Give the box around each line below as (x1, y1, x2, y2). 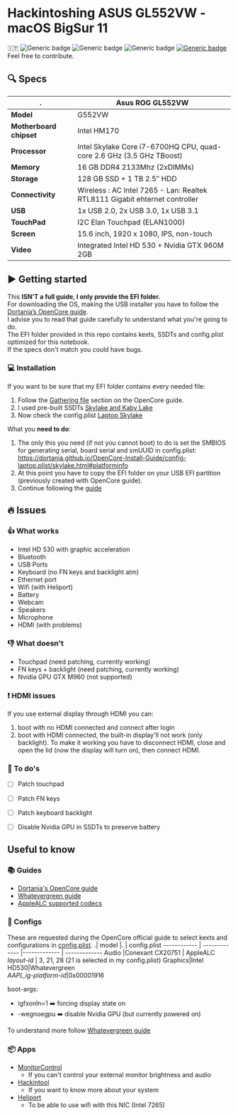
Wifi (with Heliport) (17, 583, 73, 591)
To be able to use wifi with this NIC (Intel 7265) (28, 1100, 165, 1109)
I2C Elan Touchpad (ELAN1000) (77, 217, 186, 227)
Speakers (17, 605, 46, 614)
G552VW (77, 109, 109, 119)
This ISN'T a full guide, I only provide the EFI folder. (7, 292, 161, 301)
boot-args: (7, 984, 39, 993)
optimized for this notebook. (7, 338, 90, 346)
